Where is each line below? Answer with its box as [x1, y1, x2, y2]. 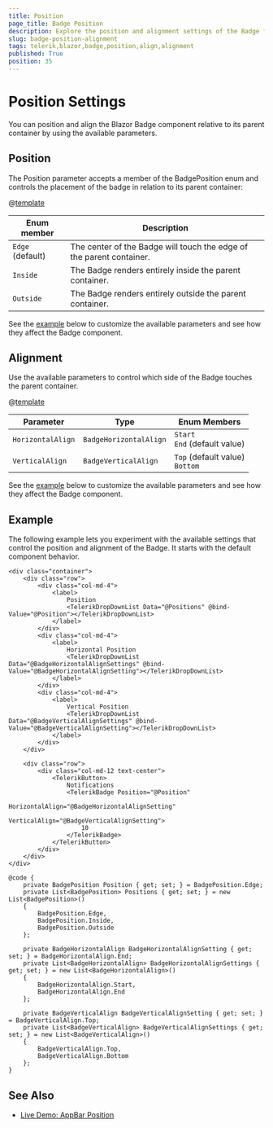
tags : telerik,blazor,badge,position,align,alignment [8, 42, 195, 50]
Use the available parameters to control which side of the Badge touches [8, 372, 253, 383]
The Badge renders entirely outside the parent [70, 287, 246, 299]
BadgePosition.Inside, [37, 917, 115, 925]
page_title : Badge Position [8, 20, 104, 28]
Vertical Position [66, 703, 129, 711]
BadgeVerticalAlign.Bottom [37, 1052, 129, 1060]
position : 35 [8, 58, 53, 66]
